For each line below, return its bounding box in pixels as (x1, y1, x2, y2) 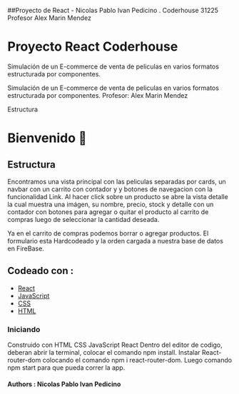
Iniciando (7, 324, 41, 334)
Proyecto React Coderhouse (7, 39, 178, 55)
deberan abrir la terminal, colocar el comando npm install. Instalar (7, 348, 201, 357)
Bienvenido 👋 (7, 130, 87, 146)
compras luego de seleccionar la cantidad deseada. (7, 215, 160, 223)
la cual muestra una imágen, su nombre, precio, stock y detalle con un (7, 200, 214, 208)
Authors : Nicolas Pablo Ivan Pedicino (7, 380, 121, 388)
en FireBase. (7, 244, 44, 253)
